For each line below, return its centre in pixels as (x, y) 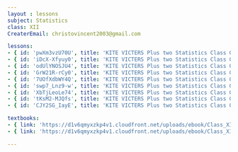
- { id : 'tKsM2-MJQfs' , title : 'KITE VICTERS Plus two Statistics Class (117, 99)
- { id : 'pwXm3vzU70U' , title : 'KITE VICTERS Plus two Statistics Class (117, 53)
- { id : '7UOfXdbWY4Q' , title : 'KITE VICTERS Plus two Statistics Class (117, 79)
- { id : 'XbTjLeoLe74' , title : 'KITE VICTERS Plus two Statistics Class (117, 93)
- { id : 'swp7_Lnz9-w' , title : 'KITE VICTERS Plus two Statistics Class (117, 86)
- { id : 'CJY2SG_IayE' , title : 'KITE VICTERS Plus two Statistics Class (117, 106)
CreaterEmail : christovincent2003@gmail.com (74, 34)
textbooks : (23, 118)
